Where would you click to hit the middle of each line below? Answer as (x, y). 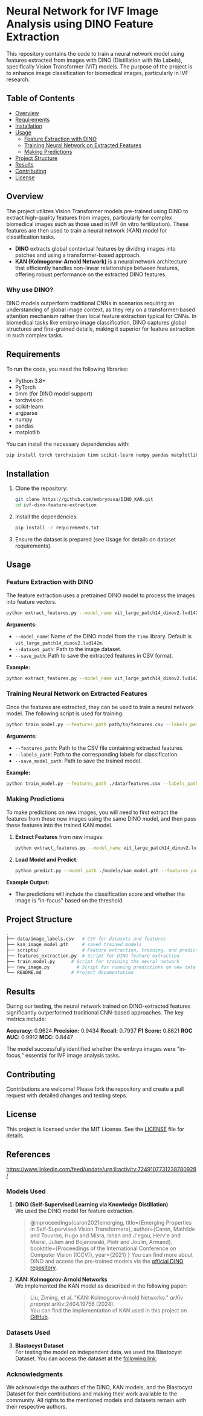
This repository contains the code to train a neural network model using (95, 53)
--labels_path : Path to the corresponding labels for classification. (97, 754)
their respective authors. (37, 1407)
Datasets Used (28, 1332)
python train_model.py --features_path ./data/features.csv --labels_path (102, 783)
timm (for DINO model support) (53, 393)
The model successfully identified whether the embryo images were (91, 1049)
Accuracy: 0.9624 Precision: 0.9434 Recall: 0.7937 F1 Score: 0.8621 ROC (99, 1031)
